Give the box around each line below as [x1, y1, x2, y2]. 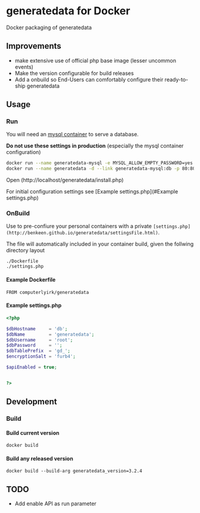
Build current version [6, 429, 60, 436]
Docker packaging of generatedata [6, 24, 92, 31]
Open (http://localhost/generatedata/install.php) [6, 177, 124, 184]
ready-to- [164, 76, 189, 83]
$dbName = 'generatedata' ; [6, 331, 95, 337]
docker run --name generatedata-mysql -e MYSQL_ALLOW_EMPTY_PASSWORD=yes [6, 160, 193, 166]
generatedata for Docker [6, 4, 130, 18]
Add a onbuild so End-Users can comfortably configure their [14, 76, 164, 83]
